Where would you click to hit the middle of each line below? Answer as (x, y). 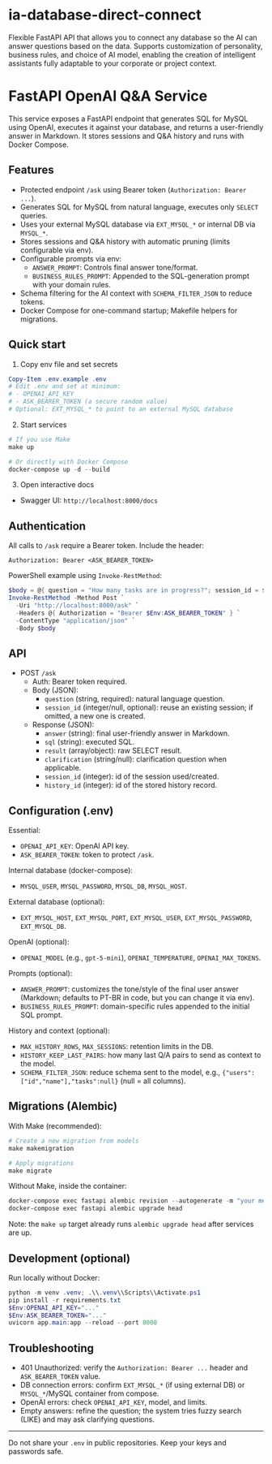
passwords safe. (36, 1452)
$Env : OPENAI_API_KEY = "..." (54, 1308)
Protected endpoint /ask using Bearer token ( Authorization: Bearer (133, 189)
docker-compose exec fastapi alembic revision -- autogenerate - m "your (132, 1201)
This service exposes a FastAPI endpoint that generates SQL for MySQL (128, 119)
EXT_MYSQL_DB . (43, 926)
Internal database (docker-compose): (71, 870)
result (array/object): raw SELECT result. (113, 751)
